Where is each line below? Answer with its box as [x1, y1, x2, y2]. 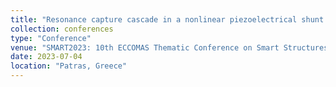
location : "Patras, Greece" [10, 61, 128, 71]
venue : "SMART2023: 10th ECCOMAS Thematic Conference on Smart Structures [10, 42, 329, 53]
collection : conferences [10, 24, 114, 34]
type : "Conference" [10, 33, 92, 43]
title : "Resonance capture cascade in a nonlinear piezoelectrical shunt [10, 14, 325, 25]
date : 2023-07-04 [10, 52, 83, 62]
